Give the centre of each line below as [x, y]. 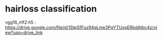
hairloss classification [51, 9]
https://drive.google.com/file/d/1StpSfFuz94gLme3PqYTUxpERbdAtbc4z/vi [81, 27]
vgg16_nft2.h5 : [21, 22]
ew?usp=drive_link [24, 32]
